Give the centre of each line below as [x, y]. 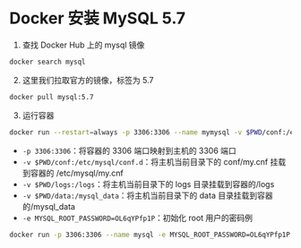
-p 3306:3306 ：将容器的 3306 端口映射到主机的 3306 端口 [129, 150]
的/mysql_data [49, 206]
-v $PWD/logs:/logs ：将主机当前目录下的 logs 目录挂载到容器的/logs [148, 184]
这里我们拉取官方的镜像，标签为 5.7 [88, 80]
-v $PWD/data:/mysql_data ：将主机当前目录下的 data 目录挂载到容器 [147, 195]
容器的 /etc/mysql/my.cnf [77, 173]
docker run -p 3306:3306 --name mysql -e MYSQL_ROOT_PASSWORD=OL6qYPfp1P [150, 235]
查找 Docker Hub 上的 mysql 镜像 [83, 45]
